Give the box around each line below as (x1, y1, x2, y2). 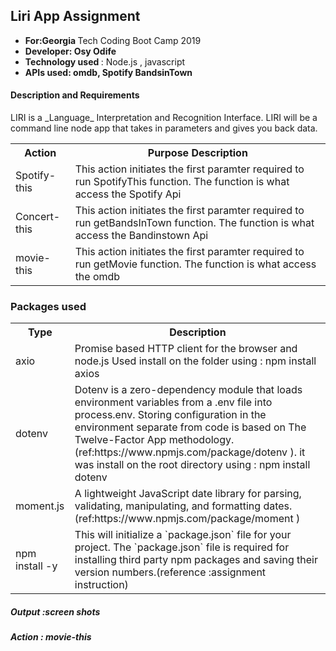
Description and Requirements (10, 89, 140, 101)
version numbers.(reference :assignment (74, 565, 267, 579)
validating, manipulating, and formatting (74, 499, 262, 513)
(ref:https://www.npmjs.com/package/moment (74, 512, 294, 526)
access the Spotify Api (74, 187, 182, 201)
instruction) (74, 578, 129, 592)
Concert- (15, 210, 61, 224)
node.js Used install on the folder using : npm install (74, 354, 317, 368)
